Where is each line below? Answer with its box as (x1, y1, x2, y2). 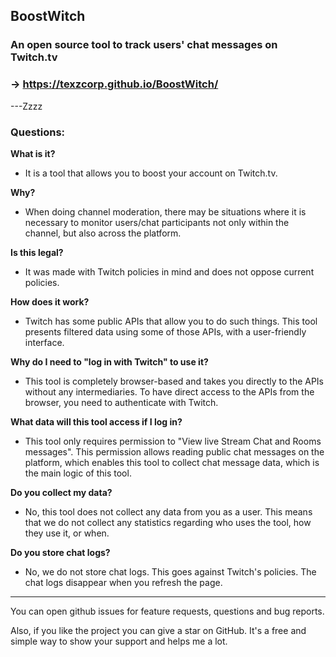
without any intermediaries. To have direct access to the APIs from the (24, 385, 315, 398)
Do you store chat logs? (10, 546, 111, 558)
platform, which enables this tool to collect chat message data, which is (24, 456, 320, 468)
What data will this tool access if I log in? (10, 415, 183, 428)
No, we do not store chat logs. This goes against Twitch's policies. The (24, 565, 317, 578)
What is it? (10, 147, 56, 159)
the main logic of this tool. (24, 467, 132, 479)
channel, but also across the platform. (24, 227, 182, 239)
